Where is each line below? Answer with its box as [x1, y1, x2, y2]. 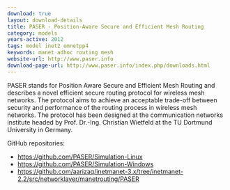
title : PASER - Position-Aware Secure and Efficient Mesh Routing [7, 23, 204, 30]
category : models [7, 29, 58, 37]
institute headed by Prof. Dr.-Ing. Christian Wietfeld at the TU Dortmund [7, 118, 213, 126]
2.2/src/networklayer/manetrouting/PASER [17, 175, 139, 183]
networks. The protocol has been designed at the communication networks [7, 111, 224, 119]
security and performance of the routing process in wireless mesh [7, 103, 197, 111]
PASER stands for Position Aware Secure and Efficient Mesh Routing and [7, 81, 215, 89]
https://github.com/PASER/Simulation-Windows [17, 159, 154, 168]
